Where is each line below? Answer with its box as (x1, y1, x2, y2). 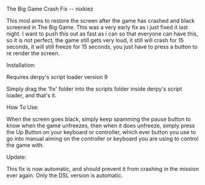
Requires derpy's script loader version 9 (6, 74, 108, 80)
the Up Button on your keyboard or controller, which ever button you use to (6, 129, 196, 135)
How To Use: (6, 104, 39, 111)
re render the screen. (6, 50, 60, 57)
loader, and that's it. (6, 92, 57, 99)
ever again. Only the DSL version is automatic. (6, 172, 123, 179)
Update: (6, 153, 27, 160)
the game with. (6, 142, 44, 149)
